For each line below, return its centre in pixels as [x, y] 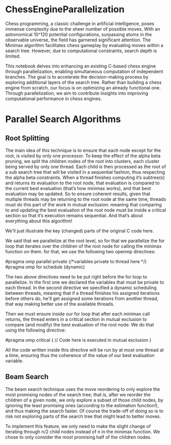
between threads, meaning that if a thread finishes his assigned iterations [82, 293]
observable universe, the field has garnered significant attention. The [78, 40]
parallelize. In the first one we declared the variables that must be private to [85, 282]
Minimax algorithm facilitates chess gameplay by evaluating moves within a [84, 45]
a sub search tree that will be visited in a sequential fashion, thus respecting [85, 172]
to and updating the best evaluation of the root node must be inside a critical [86, 210]
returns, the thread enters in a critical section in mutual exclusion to [76, 319]
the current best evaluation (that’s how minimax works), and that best [78, 188]
